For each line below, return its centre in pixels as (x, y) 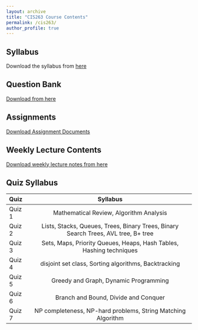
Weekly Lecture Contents (54, 150)
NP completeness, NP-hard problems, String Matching (110, 311)
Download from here (31, 98)
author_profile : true (33, 28)
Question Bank (34, 85)
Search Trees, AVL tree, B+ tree (110, 233)
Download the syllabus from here (46, 66)
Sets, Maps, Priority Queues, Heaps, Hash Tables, (110, 243)
